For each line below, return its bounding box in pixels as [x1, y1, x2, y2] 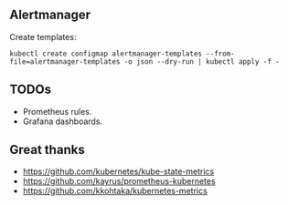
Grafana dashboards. [22, 116, 103, 127]
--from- [205, 49, 235, 58]
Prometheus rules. [22, 106, 92, 117]
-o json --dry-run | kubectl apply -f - [123, 56, 281, 67]
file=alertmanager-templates [9, 56, 121, 67]
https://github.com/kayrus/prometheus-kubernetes [22, 176, 217, 187]
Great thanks [9, 142, 85, 158]
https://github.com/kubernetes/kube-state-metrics [22, 166, 215, 177]
